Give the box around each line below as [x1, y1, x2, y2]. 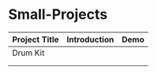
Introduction [66, 34, 114, 45]
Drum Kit [12, 47, 45, 58]
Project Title [12, 34, 59, 45]
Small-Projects [8, 6, 108, 24]
